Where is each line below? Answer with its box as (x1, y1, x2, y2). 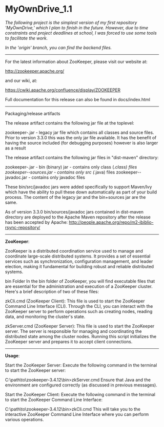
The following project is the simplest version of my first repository (5, 20, 138, 25)
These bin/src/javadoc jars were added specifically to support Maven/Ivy (5, 184, 152, 190)
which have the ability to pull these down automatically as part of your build (5, 189, 157, 195)
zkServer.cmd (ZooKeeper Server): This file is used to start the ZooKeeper (5, 323, 155, 329)
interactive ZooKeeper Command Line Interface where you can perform (5, 411, 149, 417)
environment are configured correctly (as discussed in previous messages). (5, 382, 158, 388)
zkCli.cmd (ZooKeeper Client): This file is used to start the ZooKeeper (5, 298, 145, 304)
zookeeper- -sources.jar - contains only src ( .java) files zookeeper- (5, 169, 140, 175)
